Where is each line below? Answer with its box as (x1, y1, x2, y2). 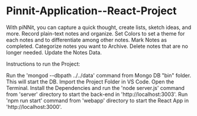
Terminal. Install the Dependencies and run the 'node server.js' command (6, 84, 185, 91)
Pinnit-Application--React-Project (6, 4, 177, 18)
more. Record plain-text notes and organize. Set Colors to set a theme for (6, 30, 185, 37)
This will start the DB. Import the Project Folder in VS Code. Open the (6, 78, 175, 85)
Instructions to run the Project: (6, 60, 80, 67)
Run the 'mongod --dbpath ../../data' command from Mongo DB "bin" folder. (6, 72, 191, 79)
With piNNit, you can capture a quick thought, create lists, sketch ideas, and (6, 24, 192, 31)
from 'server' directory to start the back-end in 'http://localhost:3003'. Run (6, 91, 188, 98)
